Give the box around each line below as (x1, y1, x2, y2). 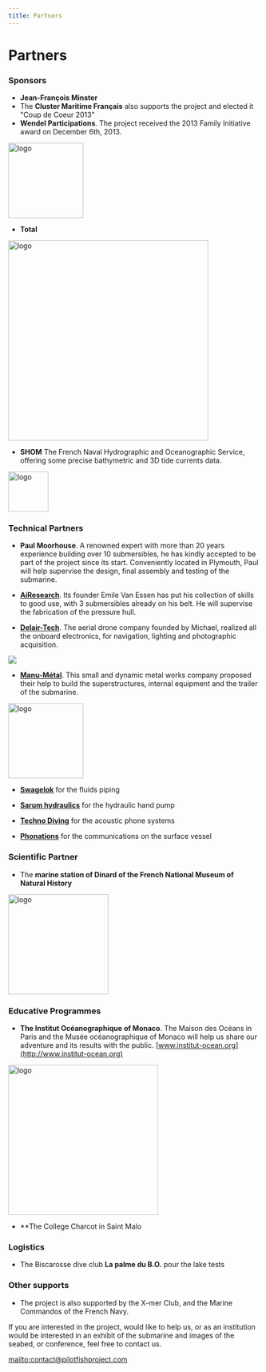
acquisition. (19, 640, 58, 649)
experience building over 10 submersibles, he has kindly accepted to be (19, 549, 256, 559)
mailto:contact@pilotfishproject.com (8, 1354, 128, 1364)
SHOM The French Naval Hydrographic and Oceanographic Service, (19, 447, 245, 457)
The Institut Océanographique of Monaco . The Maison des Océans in (19, 1024, 252, 1033)
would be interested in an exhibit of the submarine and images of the (8, 1330, 235, 1340)
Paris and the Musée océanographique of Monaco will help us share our (19, 1032, 258, 1041)
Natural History (19, 878, 73, 888)
